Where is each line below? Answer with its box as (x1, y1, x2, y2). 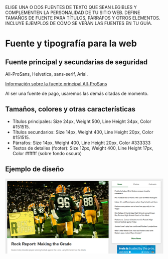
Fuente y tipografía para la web (5, 38, 137, 49)
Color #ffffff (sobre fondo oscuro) (12, 150, 82, 156)
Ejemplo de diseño (5, 165, 64, 174)
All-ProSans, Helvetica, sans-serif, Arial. (5, 71, 88, 77)
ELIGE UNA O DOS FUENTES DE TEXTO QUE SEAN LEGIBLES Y (5, 5, 137, 10)
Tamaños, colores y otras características (5, 105, 136, 113)
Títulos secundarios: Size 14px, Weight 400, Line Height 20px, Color (12, 129, 154, 135)
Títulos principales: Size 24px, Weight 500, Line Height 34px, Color (12, 118, 151, 124)
